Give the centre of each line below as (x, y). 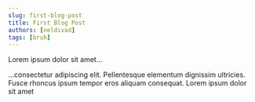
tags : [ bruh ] (29, 37)
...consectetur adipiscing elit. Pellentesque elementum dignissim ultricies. (127, 75)
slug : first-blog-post (45, 15)
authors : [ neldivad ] (42, 30)
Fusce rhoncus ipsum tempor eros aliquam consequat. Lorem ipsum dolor (127, 83)
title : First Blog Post (47, 23)
